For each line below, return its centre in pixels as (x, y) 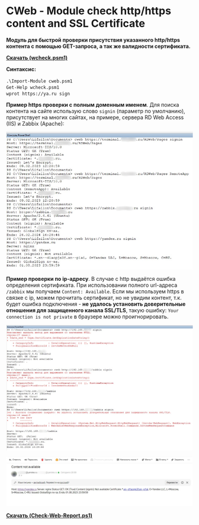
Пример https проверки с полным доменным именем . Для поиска (93, 104)
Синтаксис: (21, 69)
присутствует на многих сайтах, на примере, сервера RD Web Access (95, 117)
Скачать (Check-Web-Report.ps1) (49, 515)
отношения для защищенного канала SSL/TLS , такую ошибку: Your (92, 310)
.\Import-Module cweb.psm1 (39, 81)
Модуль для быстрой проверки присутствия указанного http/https (93, 40)
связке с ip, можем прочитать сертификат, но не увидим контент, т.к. (94, 297)
